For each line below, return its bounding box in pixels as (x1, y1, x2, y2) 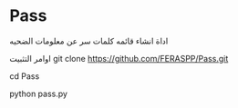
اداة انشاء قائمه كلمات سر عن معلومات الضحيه (9, 35, 169, 46)
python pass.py (9, 88, 68, 99)
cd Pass (9, 70, 40, 82)
